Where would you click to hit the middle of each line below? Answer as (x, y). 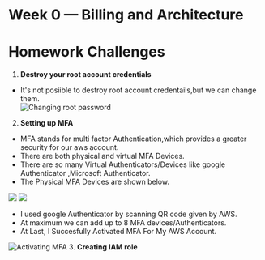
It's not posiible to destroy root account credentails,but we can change (138, 90)
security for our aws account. (69, 147)
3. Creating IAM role (103, 247)
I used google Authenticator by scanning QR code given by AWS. (128, 214)
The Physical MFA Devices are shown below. (95, 182)
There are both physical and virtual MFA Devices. (102, 156)
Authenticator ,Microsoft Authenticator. (85, 173)
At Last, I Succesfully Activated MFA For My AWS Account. (118, 232)
